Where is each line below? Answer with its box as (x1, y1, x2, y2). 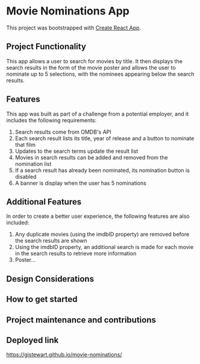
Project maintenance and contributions (6, 315, 157, 325)
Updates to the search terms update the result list (14, 147, 139, 155)
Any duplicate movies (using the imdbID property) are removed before (14, 230, 190, 238)
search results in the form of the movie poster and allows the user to (6, 64, 176, 71)
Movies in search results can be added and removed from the (14, 153, 168, 161)
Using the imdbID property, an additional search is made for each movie (14, 244, 194, 251)
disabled (14, 173, 37, 180)
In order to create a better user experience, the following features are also (6, 212, 190, 220)
